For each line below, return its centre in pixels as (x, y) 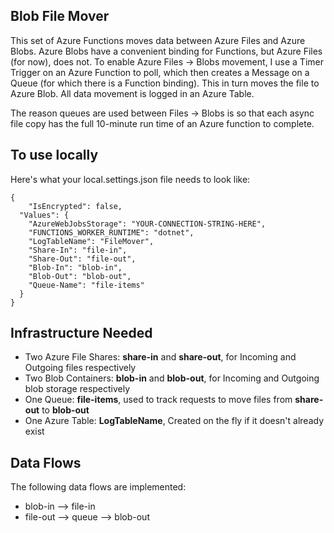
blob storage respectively (77, 389)
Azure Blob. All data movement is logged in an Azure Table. (132, 93)
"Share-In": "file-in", (78, 250)
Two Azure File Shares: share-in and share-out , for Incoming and (160, 357)
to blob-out (65, 410)
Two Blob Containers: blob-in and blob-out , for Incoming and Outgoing (172, 378)
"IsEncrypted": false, (75, 206)
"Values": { (44, 215)
